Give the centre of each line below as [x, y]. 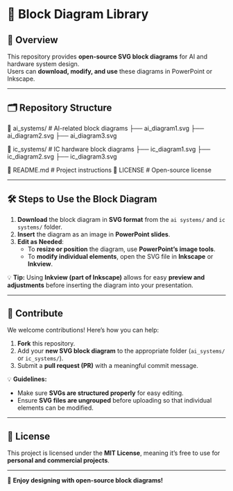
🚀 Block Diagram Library [78, 14]
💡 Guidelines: [27, 379]
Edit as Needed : [41, 241]
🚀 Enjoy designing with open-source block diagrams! [85, 481]
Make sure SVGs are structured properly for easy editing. [100, 393]
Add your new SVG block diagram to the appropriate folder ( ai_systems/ [121, 351]
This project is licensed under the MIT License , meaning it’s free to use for [114, 453]
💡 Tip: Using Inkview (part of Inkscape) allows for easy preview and [106, 277]
